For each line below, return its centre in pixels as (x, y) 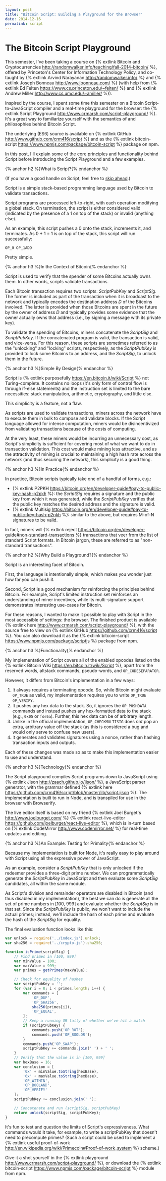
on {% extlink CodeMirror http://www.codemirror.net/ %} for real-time (76, 828)
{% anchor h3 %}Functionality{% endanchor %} (54, 651)
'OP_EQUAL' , (44, 1012)
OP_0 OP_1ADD (19, 248)
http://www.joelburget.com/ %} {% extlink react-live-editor (65, 818)
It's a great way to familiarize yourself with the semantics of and (71, 119)
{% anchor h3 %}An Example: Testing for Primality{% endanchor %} (75, 843)
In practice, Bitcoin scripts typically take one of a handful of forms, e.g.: (78, 479)
